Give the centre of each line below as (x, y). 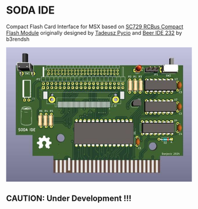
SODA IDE (30, 10)
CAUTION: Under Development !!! (69, 198)
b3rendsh (18, 39)
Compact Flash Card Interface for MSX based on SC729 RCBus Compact (95, 26)
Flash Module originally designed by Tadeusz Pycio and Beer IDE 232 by (94, 32)
